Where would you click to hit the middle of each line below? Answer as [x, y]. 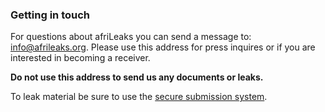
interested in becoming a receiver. [80, 58]
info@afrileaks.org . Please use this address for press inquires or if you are [163, 47]
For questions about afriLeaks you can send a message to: [131, 37]
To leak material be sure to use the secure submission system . [139, 97]
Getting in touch [50, 15]
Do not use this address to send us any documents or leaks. [137, 77]
